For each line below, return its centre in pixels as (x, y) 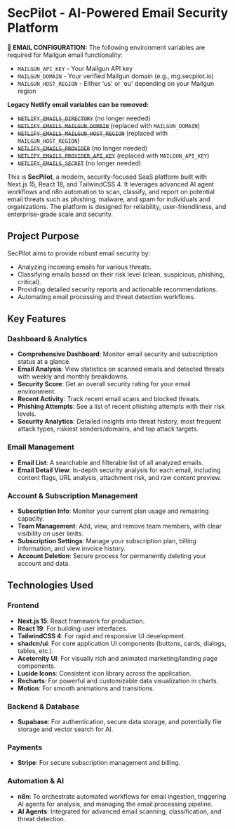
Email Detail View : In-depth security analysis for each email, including (119, 470)
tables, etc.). (35, 651)
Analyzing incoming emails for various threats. (85, 267)
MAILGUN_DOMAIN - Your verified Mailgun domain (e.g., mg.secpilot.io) (115, 76)
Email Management (41, 447)
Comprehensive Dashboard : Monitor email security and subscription (117, 354)
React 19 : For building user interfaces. (73, 628)
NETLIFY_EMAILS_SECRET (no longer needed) (79, 163)
